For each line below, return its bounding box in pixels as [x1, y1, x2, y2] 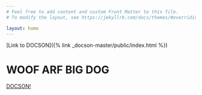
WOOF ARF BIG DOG [6, 63, 109, 76]
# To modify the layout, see [6, 14, 79, 20]
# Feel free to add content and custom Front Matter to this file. [6, 8, 179, 15]
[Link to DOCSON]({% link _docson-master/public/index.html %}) [6, 41, 168, 49]
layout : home [6, 25, 39, 31]
